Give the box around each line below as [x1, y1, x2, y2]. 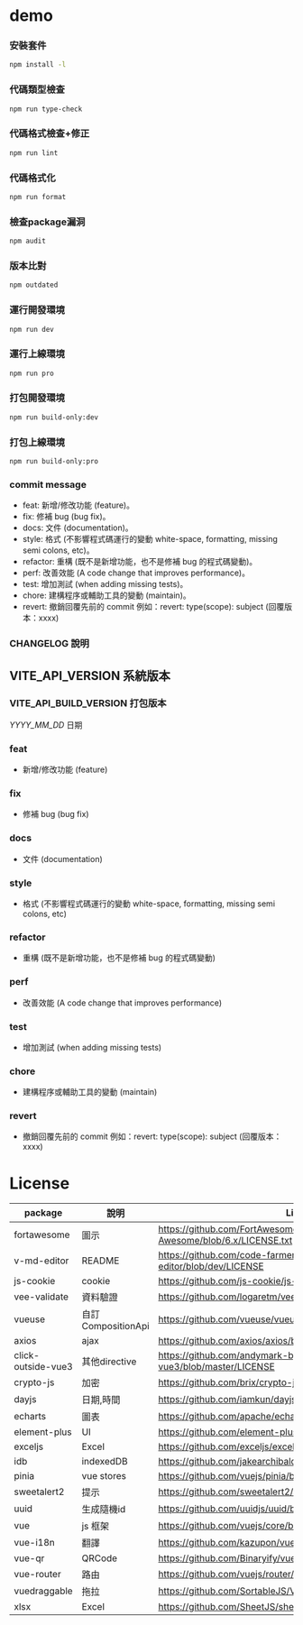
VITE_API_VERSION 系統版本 [9, 668, 171, 684]
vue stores [81, 1470, 126, 1483]
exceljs [14, 1440, 44, 1453]
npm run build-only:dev [9, 412, 99, 422]
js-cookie [14, 1275, 56, 1288]
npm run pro [9, 369, 54, 378]
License [9, 1173, 70, 1193]
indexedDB [81, 1455, 128, 1468]
